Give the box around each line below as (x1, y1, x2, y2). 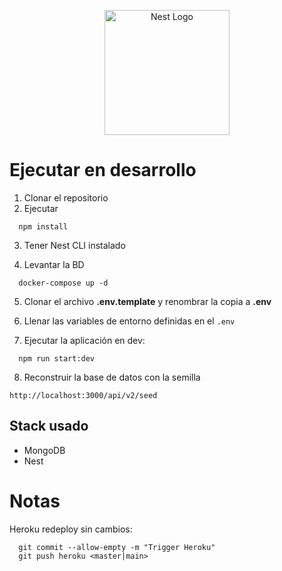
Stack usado (9, 418, 89, 435)
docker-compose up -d (18, 278, 109, 288)
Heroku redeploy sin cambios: (9, 523, 133, 535)
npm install (18, 221, 69, 232)
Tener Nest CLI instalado (23, 239, 126, 251)
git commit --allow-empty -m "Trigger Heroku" (18, 542, 216, 552)
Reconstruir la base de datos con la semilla (23, 371, 201, 383)
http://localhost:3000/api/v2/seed (9, 390, 158, 400)
